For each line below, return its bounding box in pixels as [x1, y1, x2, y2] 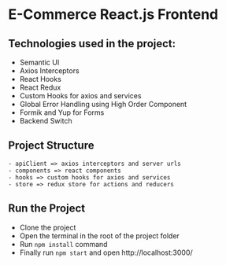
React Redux [19, 83, 61, 92]
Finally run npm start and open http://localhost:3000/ [19, 248, 193, 257]
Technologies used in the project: [8, 37, 176, 50]
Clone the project [19, 223, 76, 232]
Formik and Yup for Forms [19, 108, 105, 117]
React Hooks [19, 75, 61, 83]
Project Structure [8, 139, 94, 153]
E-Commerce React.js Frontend [8, 6, 219, 24]
